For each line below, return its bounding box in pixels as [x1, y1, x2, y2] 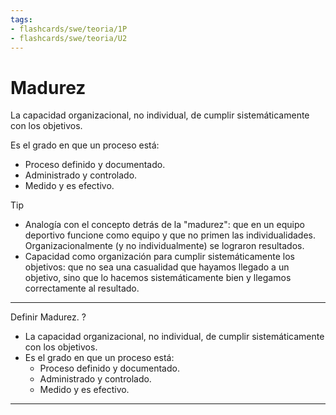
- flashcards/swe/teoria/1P [10, 24, 128, 34]
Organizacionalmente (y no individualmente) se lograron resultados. [24, 240, 305, 252]
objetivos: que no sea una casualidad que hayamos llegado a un [24, 261, 290, 273]
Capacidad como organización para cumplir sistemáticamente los [24, 251, 295, 263]
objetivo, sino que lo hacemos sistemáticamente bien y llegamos [24, 272, 292, 284]
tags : [10, 14, 33, 25]
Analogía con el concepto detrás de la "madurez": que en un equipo [24, 219, 305, 231]
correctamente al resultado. [24, 282, 140, 295]
